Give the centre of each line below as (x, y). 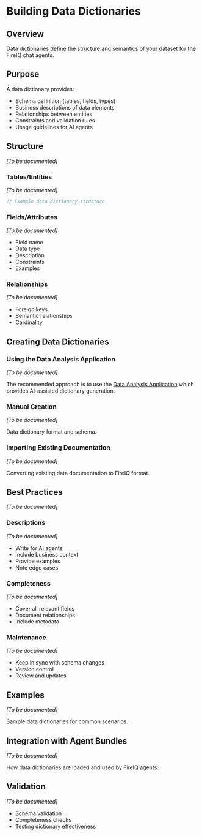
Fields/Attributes (32, 217)
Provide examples (38, 561)
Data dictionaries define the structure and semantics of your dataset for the (101, 48)
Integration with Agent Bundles (67, 741)
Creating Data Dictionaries (58, 341)
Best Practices (34, 492)
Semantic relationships (44, 316)
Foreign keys (31, 309)
